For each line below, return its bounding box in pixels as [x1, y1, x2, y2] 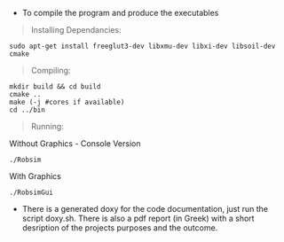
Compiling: [30, 66, 71, 75]
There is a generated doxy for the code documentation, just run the [21, 204, 269, 214]
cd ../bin [9, 105, 46, 114]
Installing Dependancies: [30, 25, 122, 35]
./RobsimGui [9, 188, 53, 197]
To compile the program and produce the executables [21, 8, 219, 18]
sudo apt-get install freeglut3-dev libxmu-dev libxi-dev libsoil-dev [9, 42, 276, 51]
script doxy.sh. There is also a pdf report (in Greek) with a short [21, 213, 255, 223]
